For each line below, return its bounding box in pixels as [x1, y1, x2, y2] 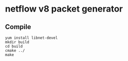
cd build [5, 44, 23, 49]
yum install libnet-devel [5, 35, 58, 40]
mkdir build [5, 40, 29, 45]
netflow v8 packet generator [5, 3, 123, 15]
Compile [5, 23, 31, 31]
